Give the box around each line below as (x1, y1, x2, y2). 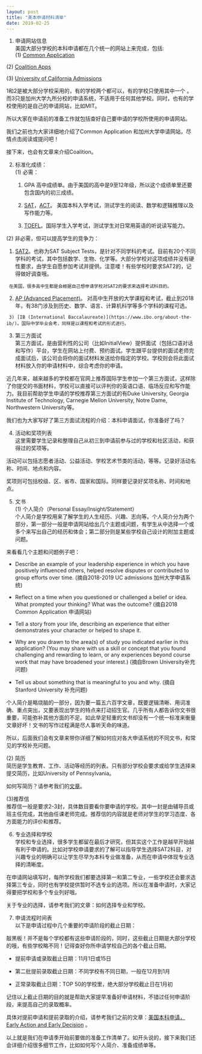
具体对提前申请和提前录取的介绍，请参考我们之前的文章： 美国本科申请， (6, 1014, 185, 1021)
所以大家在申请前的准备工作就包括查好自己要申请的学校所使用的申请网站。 (6, 115, 191, 122)
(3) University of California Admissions (6, 75, 102, 82)
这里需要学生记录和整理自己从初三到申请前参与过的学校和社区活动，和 (14, 437, 189, 444)
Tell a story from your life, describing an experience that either (14, 620, 170, 628)
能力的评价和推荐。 (16, 818, 64, 825)
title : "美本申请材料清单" (6, 14, 67, 20)
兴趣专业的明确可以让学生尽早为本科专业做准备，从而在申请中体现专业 (14, 853, 189, 861)
